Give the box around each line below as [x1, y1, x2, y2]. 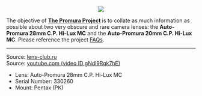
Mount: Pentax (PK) [14, 84, 64, 91]
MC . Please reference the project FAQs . [6, 36, 105, 43]
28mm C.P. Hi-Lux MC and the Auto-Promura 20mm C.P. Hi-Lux [29, 30, 192, 37]
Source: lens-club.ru [6, 53, 57, 60]
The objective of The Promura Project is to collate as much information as [6, 17, 191, 24]
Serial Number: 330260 [14, 78, 74, 85]
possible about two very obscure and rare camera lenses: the [6, 23, 159, 30]
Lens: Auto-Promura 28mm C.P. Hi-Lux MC [14, 71, 122, 78]
